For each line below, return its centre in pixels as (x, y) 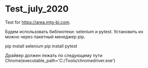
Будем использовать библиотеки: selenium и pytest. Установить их (74, 31)
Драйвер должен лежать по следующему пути (54, 55)
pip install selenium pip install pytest (41, 46)
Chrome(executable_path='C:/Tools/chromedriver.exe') (60, 60)
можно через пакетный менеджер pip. (45, 37)
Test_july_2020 (37, 9)
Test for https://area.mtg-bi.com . (38, 22)
